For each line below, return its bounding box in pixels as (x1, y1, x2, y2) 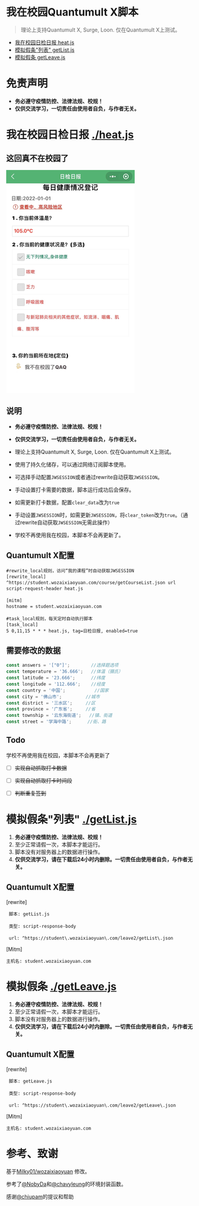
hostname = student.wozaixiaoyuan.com (6, 603, 102, 609)
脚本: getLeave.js (8, 1078, 53, 1084)
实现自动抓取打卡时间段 (14, 777, 72, 784)
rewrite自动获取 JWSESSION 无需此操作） (20, 518, 114, 526)
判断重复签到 (14, 790, 46, 796)
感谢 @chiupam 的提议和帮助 (6, 1193, 74, 1200)
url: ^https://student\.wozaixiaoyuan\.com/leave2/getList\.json (8, 935, 174, 941)
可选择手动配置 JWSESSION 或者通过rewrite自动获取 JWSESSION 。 (14, 473, 163, 480)
